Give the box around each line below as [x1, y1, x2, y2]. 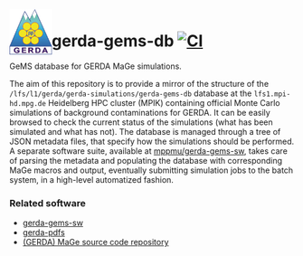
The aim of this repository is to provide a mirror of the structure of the [9, 78, 270, 89]
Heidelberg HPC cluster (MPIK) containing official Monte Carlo [48, 97, 280, 108]
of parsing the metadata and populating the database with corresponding [9, 155, 283, 166]
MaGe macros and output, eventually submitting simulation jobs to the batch [9, 165, 294, 175]
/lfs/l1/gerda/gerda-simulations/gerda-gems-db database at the [9, 88, 252, 99]
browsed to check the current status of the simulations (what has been [9, 117, 273, 128]
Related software [9, 196, 86, 209]
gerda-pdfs [22, 227, 65, 238]
